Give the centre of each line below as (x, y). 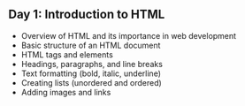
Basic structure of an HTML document (91, 45)
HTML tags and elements (67, 54)
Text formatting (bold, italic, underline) (91, 73)
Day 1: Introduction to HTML (87, 15)
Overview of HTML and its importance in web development (128, 35)
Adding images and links (66, 92)
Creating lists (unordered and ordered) (92, 82)
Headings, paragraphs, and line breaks (92, 64)
